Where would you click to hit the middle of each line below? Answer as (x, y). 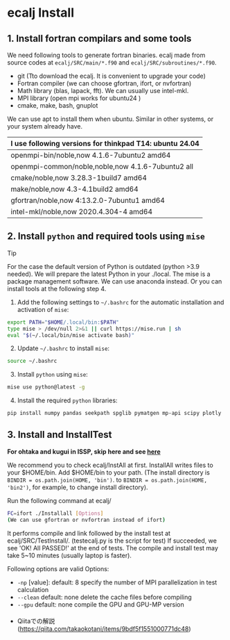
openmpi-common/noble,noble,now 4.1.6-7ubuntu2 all (102, 166)
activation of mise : (43, 309)
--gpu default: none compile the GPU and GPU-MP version (101, 604)
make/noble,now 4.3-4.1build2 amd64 (74, 189)
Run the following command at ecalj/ (60, 500)
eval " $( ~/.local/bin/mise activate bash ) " (71, 335)
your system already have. (45, 126)
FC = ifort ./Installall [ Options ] (55, 513)
